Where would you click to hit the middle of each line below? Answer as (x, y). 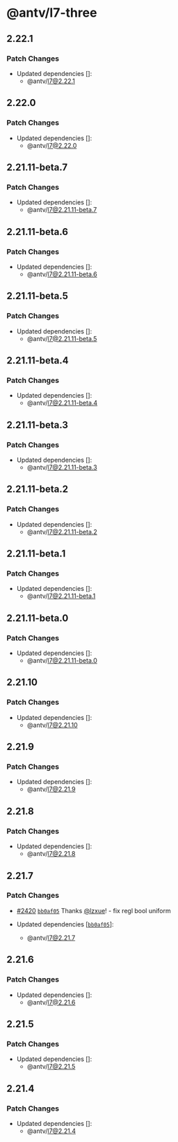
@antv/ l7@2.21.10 (52, 725)
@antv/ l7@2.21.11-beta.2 (62, 532)
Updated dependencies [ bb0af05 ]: (65, 924)
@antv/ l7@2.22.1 (51, 81)
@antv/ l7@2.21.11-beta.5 (62, 338)
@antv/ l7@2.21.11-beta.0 (62, 661)
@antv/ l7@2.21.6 (51, 1002)
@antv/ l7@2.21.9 (51, 789)
